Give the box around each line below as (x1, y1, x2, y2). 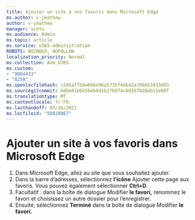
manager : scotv (6, 25, 45, 32)
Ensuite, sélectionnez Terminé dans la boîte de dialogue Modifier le (15, 201, 184, 209)
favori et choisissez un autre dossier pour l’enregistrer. (15, 195, 151, 202)
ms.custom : (6, 65, 34, 72)
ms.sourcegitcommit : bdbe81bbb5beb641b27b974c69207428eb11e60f (6, 88, 170, 94)
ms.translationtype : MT (6, 93, 67, 99)
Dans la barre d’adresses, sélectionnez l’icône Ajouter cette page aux (15, 176, 190, 183)
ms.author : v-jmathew (6, 15, 61, 21)
